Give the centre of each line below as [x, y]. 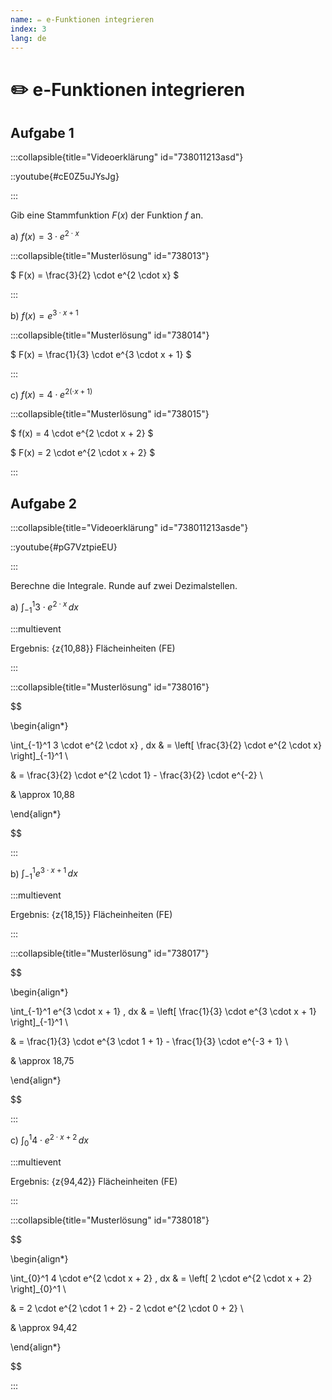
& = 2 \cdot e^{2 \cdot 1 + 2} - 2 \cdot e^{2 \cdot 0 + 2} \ [127, 1308]
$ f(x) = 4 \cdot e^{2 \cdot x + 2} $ [82, 433]
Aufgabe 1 [42, 132]
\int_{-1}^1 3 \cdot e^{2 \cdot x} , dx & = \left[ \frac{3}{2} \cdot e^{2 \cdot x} [166, 745]
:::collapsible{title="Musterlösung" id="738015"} [110, 414]
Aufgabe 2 [44, 503]
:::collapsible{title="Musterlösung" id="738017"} [110, 953]
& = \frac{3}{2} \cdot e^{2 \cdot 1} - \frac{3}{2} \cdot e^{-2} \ [136, 775]
